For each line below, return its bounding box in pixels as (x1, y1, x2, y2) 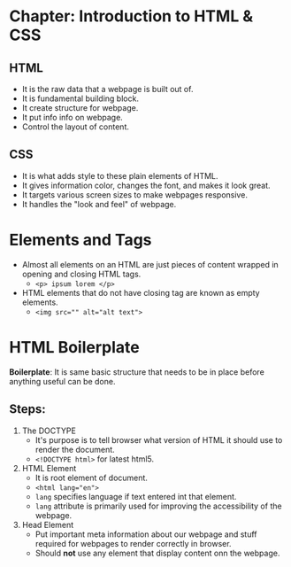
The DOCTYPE (21, 425, 77, 436)
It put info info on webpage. (21, 113, 124, 122)
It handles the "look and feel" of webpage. (21, 198, 177, 209)
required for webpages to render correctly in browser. (34, 538, 232, 548)
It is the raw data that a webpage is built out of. (21, 84, 194, 94)
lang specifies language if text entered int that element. (34, 491, 237, 501)
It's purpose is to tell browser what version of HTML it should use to (34, 434, 283, 445)
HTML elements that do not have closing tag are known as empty (21, 287, 260, 298)
